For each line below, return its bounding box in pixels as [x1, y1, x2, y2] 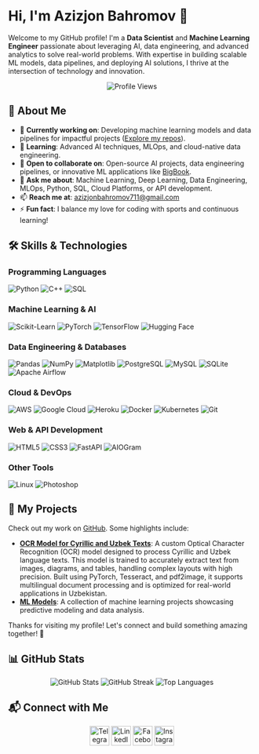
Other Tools [8, 462, 54, 473]
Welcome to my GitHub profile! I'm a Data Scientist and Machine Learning [8, 33, 250, 42]
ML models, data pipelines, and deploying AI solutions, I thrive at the [8, 58, 229, 67]
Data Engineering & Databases [8, 341, 127, 352]
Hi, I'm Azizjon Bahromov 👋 [8, 7, 188, 25]
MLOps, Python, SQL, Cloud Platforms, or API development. [19, 184, 213, 193]
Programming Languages [8, 267, 108, 278]
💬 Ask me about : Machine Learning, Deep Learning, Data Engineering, [19, 175, 248, 184]
